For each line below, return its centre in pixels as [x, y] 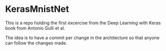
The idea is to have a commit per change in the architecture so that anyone [82, 38]
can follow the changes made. [36, 43]
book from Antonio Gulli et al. [35, 28]
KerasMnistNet [37, 9]
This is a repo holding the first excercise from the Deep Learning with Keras [83, 23]
